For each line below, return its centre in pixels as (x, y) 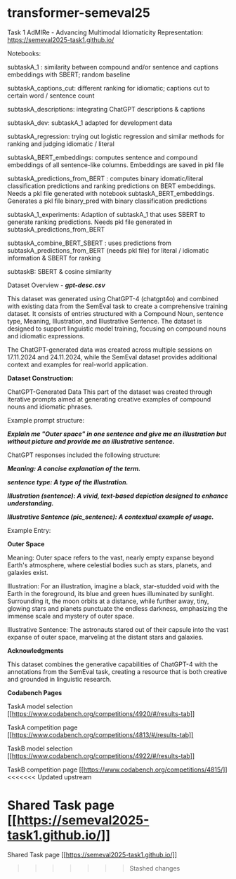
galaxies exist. (28, 572)
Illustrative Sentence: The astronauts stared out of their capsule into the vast (118, 629)
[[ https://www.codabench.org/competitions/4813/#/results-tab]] (100, 734)
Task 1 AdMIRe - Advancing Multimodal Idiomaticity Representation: (105, 32)
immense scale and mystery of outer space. (71, 616)
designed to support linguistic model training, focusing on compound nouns (117, 329)
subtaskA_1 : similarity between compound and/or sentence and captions (113, 67)
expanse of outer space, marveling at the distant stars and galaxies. (105, 637)
